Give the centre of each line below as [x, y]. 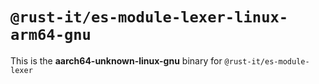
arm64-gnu [51, 35]
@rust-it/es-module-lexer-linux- [149, 17]
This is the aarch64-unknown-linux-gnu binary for [116, 60]
